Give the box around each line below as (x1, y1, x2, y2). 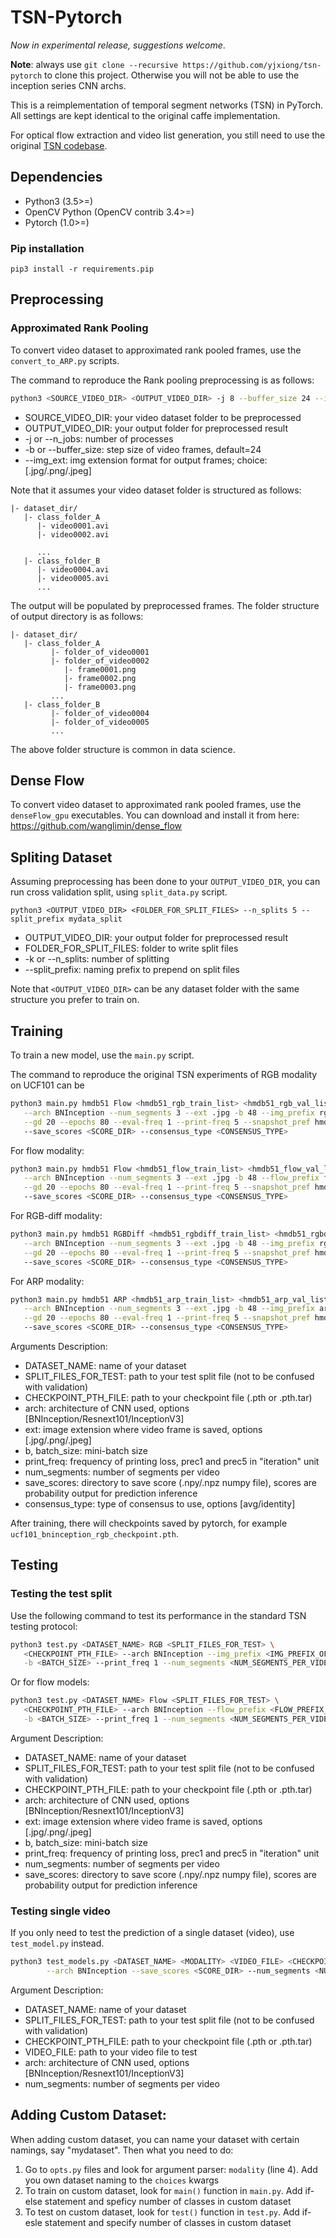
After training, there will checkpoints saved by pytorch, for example (10, 1517, 288, 1530)
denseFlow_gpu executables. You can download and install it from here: (10, 809, 300, 821)
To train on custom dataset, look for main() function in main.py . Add (24, 2184, 303, 2196)
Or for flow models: (10, 1676, 90, 1688)
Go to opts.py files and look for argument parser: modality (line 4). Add (24, 2163, 318, 2175)
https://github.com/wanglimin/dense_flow (10, 820, 182, 832)
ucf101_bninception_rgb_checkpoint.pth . (10, 1528, 179, 1540)
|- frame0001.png (63, 664, 137, 675)
